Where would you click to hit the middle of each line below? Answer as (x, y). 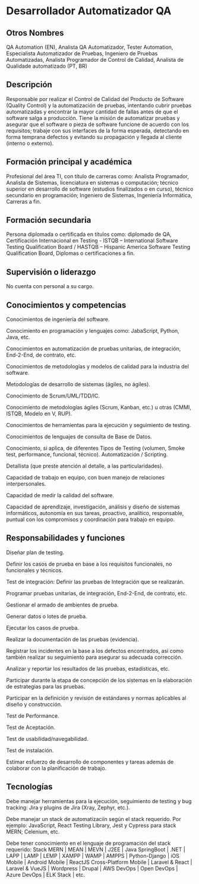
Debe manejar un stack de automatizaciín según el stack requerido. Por (94, 819)
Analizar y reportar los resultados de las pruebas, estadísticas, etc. (88, 668)
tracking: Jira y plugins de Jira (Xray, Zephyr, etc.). (68, 807)
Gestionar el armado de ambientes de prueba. (62, 605)
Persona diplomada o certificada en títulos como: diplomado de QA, (89, 234)
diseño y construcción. (34, 704)
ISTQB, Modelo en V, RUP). (39, 413)
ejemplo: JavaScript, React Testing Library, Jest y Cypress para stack (91, 825)
